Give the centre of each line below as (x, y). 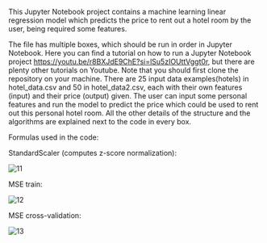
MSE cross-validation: (45, 216)
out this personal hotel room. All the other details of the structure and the (129, 113)
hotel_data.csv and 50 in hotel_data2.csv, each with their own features (125, 87)
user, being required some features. (68, 29)
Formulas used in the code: (54, 137)
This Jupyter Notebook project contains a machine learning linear (117, 12)
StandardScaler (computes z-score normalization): (93, 153)
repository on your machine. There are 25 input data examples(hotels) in (129, 79)
